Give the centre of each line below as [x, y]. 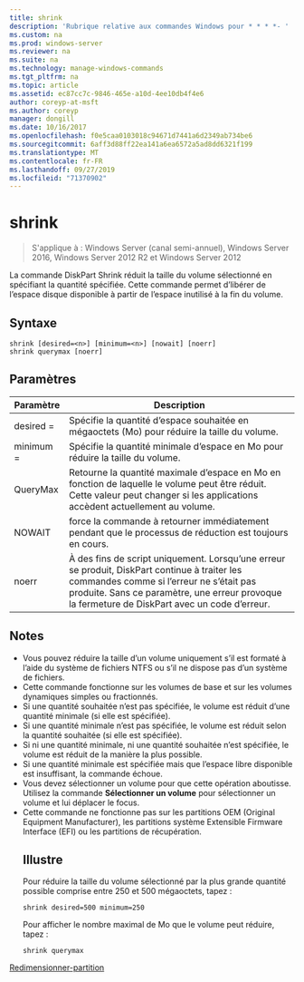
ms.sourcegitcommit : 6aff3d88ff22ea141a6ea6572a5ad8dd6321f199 [131, 144]
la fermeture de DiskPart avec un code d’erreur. [170, 604]
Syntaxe [33, 323]
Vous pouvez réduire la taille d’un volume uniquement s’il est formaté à [154, 657]
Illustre [43, 860]
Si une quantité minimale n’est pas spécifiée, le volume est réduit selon [154, 725]
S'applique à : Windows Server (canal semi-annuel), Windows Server [160, 248]
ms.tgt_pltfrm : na [44, 77]
